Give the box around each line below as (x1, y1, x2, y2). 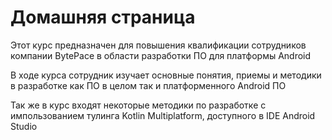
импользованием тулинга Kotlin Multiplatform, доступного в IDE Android (10, 109, 316, 121)
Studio (10, 120, 38, 132)
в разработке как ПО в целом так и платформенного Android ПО (10, 79, 287, 91)
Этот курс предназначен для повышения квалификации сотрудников (10, 39, 307, 51)
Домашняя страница (10, 6, 196, 29)
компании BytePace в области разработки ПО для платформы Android (10, 49, 312, 61)
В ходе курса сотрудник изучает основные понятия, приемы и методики (10, 69, 322, 81)
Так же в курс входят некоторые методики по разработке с (10, 99, 267, 111)
